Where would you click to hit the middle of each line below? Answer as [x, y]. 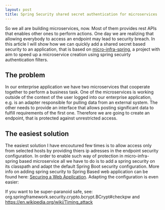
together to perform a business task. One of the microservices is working [79, 92]
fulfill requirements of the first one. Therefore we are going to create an [78, 113]
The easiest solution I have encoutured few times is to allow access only [78, 146]
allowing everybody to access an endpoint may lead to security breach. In [80, 39]
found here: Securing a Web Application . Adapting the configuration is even [82, 177]
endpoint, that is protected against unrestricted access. [61, 118]
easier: [12, 182]
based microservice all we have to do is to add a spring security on [87, 161]
